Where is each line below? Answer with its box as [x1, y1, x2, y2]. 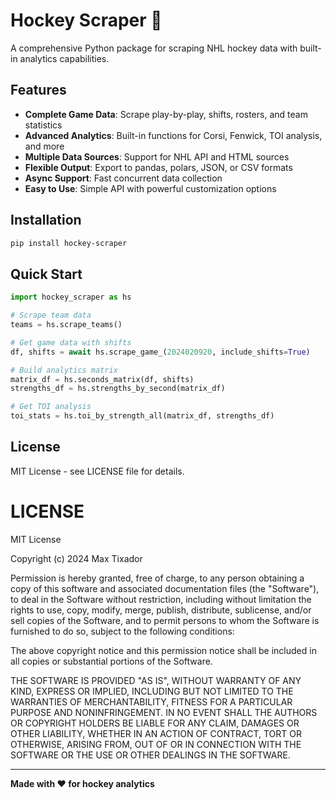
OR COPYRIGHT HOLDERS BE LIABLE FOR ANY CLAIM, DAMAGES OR [10, 717, 300, 729]
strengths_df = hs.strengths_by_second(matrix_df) [10, 384, 226, 394]
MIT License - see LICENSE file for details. [10, 465, 185, 477]
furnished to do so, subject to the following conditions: [10, 625, 235, 637]
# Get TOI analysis [10, 402, 92, 412]
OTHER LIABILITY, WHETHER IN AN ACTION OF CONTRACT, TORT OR [10, 727, 302, 739]
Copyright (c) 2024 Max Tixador [10, 552, 143, 564]
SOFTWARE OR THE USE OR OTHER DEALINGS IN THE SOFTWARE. [10, 749, 291, 761]
